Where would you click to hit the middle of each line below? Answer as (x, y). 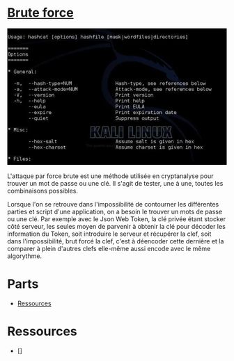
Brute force (41, 13)
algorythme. (25, 256)
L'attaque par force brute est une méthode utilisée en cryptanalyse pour (110, 176)
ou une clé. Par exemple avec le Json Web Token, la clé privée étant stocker (117, 219)
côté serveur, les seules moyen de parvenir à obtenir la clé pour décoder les (117, 226)
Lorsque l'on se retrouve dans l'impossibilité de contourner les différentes (113, 204)
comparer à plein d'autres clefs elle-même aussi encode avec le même (109, 248)
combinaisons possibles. (43, 191)
